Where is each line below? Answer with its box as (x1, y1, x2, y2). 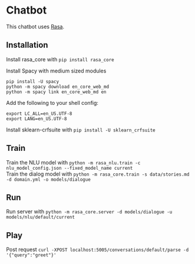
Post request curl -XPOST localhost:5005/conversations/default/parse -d (6, 246, 189, 253)
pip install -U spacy (6, 78, 60, 84)
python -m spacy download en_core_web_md (6, 84, 110, 90)
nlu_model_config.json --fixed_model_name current (6, 165, 133, 171)
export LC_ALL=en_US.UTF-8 (6, 110, 72, 117)
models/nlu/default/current (6, 214, 75, 220)
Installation (6, 40, 48, 50)
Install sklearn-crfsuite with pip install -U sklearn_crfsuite (6, 126, 156, 133)
